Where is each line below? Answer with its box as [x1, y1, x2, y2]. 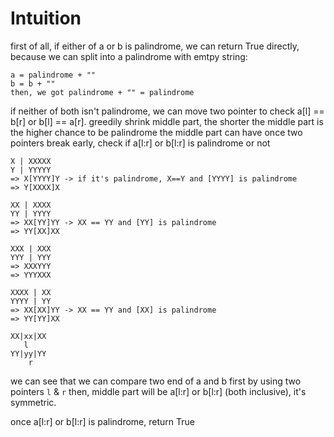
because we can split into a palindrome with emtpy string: [10, 50, 248, 62]
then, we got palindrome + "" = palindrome [10, 87, 195, 97]
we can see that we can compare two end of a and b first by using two [10, 375, 302, 387]
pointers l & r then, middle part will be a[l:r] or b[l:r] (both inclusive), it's [10, 385, 307, 397]
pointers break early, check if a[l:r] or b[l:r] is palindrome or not [10, 137, 271, 149]
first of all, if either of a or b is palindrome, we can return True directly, [10, 40, 300, 52]
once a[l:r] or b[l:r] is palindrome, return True [10, 415, 195, 427]
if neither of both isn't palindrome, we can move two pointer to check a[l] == [10, 105, 325, 117]
